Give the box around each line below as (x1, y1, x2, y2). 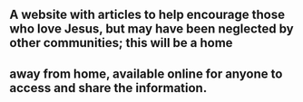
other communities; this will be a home (9, 35, 233, 51)
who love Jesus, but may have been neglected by (9, 22, 294, 37)
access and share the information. (9, 80, 208, 96)
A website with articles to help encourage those (9, 7, 286, 23)
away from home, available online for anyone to (9, 66, 283, 81)
